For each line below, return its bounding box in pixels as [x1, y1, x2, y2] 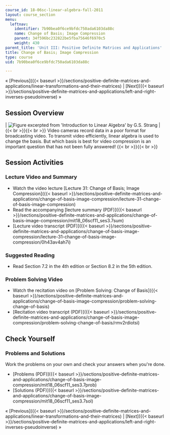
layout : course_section [5, 12, 56, 17]
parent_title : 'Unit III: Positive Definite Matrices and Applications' [5, 45, 162, 50]
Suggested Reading [5, 252, 55, 259]
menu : [5, 17, 17, 22]
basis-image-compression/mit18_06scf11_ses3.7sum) [12, 217, 124, 223]
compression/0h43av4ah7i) [12, 239, 71, 245]
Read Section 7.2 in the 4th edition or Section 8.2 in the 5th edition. [12, 263, 153, 270]
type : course [5, 54, 33, 60]
